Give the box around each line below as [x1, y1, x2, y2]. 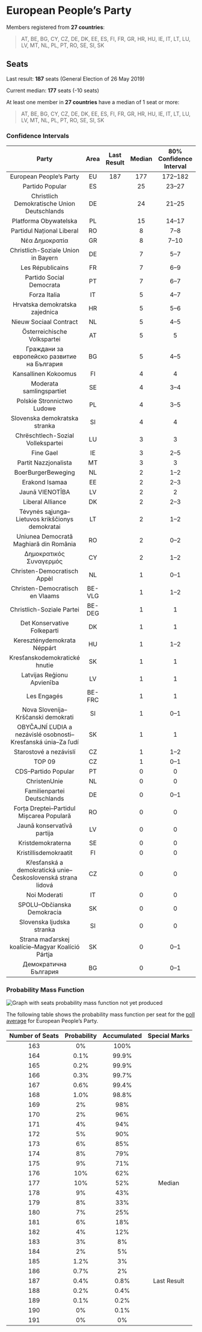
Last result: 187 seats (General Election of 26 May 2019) [6, 75, 145, 82]
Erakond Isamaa [22, 478, 67, 487]
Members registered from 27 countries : [6, 23, 105, 31]
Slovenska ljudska [19, 918, 70, 927]
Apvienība [29, 678, 59, 687]
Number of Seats [9, 1031, 59, 1040]
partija [35, 829, 54, 837]
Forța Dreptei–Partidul [14, 804, 76, 813]
